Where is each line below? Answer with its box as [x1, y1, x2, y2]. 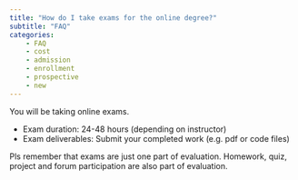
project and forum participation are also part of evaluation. [9, 160, 229, 171]
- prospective [25, 73, 79, 82]
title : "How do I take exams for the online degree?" [9, 13, 218, 23]
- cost [25, 47, 51, 56]
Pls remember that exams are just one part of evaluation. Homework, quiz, [9, 151, 288, 162]
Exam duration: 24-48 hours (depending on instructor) [22, 124, 227, 135]
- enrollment [25, 65, 75, 74]
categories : [9, 30, 55, 39]
